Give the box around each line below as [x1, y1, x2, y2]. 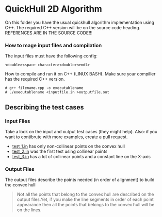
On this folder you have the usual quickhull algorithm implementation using [5, 19, 154, 25]
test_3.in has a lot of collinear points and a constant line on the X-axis [12, 153, 151, 159]
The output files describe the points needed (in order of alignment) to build [5, 177, 155, 183]
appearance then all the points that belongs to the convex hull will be [16, 202, 155, 208]
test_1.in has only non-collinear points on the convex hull [12, 143, 125, 149]
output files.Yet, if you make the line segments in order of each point [16, 197, 154, 202]
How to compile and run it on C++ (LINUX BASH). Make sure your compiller [5, 71, 156, 77]
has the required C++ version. [5, 76, 65, 82]
